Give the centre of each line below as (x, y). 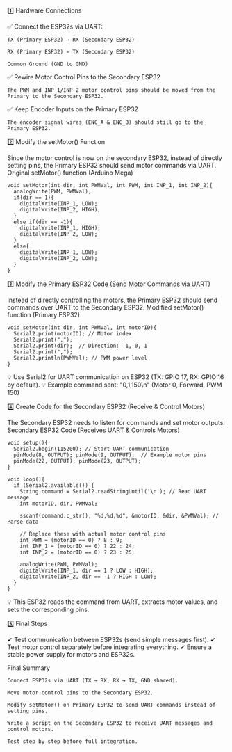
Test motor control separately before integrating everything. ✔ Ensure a (109, 647)
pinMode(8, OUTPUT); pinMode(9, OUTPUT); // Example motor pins (110, 455)
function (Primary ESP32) (44, 315)
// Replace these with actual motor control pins (93, 534)
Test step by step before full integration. (73, 742)
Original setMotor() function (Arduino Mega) (70, 173)
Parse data (23, 522)
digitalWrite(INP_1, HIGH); (60, 228)
